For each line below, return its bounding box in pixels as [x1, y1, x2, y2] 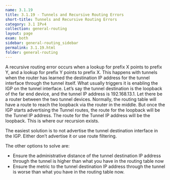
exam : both [5, 36, 29, 41]
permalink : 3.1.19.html [5, 45, 56, 50]
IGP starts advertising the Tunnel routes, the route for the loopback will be [5, 107, 160, 113]
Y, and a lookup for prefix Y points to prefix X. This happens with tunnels [5, 69, 158, 75]
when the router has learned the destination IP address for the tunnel [5, 75, 150, 81]
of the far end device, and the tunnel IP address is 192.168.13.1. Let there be [5, 91, 163, 97]
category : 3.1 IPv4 [5, 21, 47, 27]
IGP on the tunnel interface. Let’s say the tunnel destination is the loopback [5, 85, 162, 91]
